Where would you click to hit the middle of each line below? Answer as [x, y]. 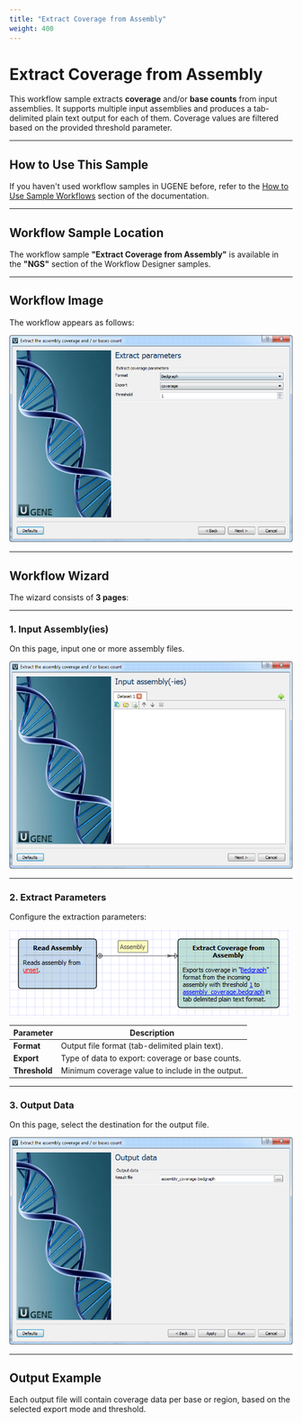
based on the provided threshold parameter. [91, 128]
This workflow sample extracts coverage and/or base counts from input [143, 99]
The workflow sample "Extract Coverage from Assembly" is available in [144, 255]
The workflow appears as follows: [72, 322]
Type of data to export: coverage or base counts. [151, 1058]
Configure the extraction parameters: [78, 917]
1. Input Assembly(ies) [59, 629]
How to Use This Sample [79, 164]
